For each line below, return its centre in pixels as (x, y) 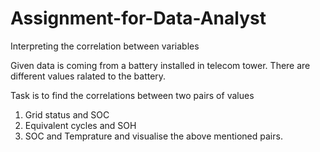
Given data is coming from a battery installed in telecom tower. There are (160, 65)
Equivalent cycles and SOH (80, 125)
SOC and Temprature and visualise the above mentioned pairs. (153, 136)
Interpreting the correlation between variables (105, 46)
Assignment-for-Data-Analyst (138, 18)
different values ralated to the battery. (88, 76)
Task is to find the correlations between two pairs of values (132, 95)
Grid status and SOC (67, 114)
